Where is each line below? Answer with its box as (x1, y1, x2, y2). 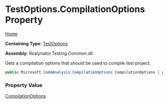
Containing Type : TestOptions (5, 40, 68, 46)
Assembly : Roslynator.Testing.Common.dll (5, 50, 93, 56)
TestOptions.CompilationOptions (5, 4, 145, 15)
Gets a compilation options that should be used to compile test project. (5, 60, 151, 66)
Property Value (5, 81, 43, 88)
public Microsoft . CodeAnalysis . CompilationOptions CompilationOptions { (5, 69, 160, 75)
